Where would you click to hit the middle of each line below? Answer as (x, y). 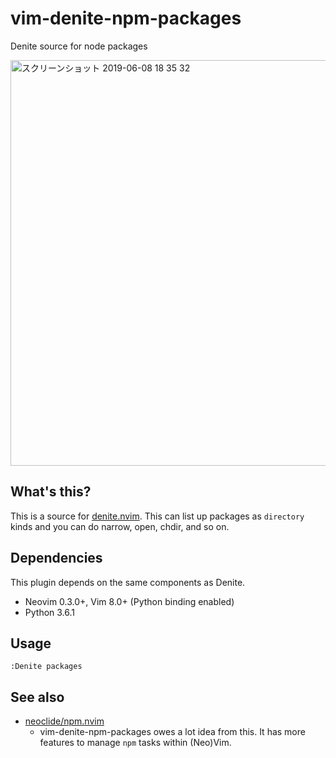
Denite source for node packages (79, 46)
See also (37, 697)
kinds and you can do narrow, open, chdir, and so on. (120, 526)
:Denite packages (46, 667)
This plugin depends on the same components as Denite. (128, 582)
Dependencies (56, 558)
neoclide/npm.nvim (64, 721)
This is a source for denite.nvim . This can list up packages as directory (157, 516)
